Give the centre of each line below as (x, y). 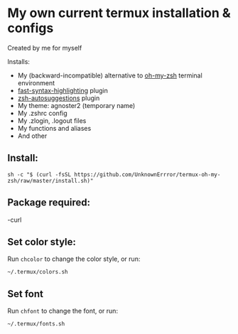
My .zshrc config (42, 113)
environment (36, 82)
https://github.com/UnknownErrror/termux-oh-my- (147, 174)
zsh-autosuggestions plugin (59, 98)
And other (32, 136)
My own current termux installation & (119, 13)
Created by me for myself (45, 48)
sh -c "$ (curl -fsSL (39, 174)
